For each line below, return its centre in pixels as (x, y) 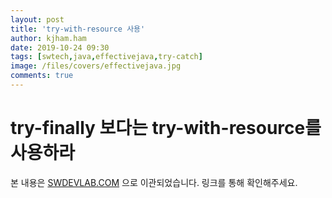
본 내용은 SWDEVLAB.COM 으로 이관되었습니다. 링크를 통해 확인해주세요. (154, 182)
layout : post (37, 19)
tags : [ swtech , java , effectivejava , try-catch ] (106, 57)
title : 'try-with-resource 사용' (78, 29)
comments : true (42, 76)
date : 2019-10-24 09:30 (60, 47)
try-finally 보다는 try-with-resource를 (166, 128)
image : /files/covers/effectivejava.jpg (96, 66)
